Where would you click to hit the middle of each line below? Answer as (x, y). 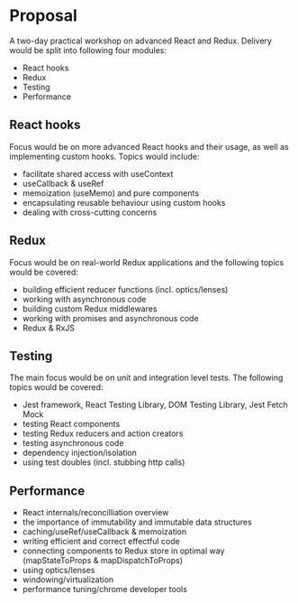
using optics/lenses (59, 571)
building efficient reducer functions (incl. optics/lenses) (125, 289)
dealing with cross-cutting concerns (90, 212)
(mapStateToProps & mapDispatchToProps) (102, 561)
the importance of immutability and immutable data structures (137, 522)
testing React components (71, 424)
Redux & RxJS (48, 328)
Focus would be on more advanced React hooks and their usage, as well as (149, 146)
